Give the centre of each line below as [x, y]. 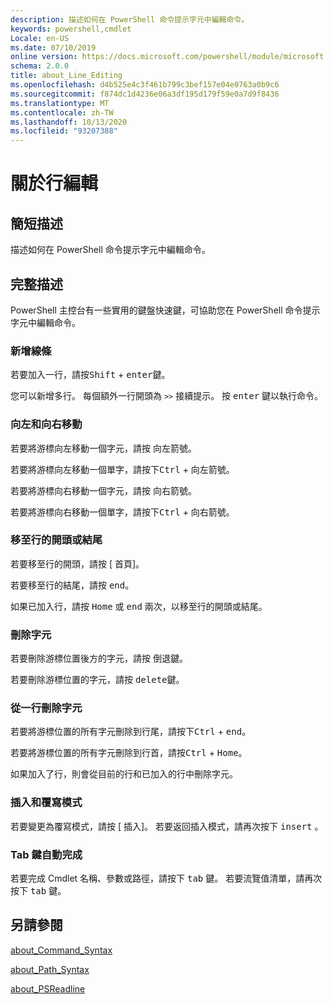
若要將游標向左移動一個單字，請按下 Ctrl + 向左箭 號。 [122, 469]
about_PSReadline [48, 988]
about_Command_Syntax [61, 950]
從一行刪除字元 [46, 708]
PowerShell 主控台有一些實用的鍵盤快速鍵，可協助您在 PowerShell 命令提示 [165, 310]
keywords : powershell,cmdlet [71, 29]
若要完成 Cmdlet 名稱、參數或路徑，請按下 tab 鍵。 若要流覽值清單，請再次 [166, 878]
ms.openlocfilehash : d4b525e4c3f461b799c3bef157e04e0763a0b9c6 [145, 85]
